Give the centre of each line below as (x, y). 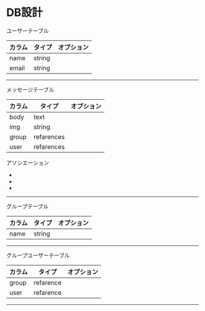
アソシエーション (28, 162)
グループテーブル (27, 206)
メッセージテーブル (30, 89)
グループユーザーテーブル (38, 255)
